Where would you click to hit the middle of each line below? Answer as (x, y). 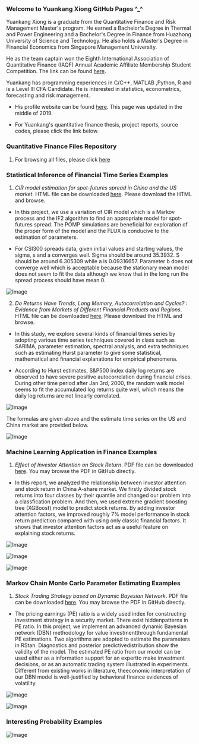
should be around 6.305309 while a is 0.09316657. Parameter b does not (104, 261)
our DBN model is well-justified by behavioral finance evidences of (96, 677)
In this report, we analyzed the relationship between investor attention (100, 483)
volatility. (26, 683)
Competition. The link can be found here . (56, 71)
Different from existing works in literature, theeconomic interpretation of (103, 671)
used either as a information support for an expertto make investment (100, 658)
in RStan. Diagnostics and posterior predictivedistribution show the (97, 645)
